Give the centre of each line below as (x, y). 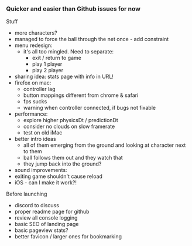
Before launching (27, 194)
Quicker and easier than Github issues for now (73, 9)
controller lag (39, 89)
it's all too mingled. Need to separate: (68, 52)
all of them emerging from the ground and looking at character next (104, 145)
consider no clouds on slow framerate (69, 127)
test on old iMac (43, 133)
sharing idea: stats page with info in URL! (64, 77)
